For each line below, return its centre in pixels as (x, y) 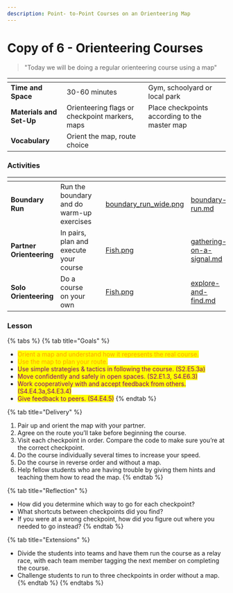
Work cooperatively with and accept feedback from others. (102, 384)
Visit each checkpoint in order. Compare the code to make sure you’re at (121, 440)
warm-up (76, 213)
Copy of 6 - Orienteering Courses (105, 48)
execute (73, 250)
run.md (202, 208)
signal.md (207, 259)
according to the (175, 116)
